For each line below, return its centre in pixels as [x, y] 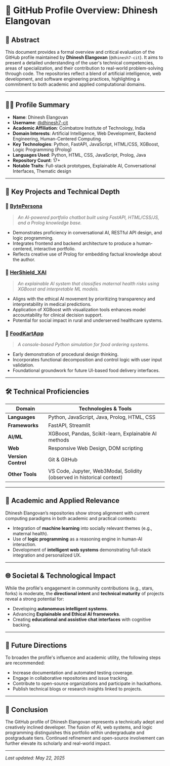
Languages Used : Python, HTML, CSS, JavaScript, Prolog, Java [79, 155]
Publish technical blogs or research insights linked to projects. [77, 689]
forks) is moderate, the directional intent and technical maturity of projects [85, 593]
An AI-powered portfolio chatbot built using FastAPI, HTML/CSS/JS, [88, 217]
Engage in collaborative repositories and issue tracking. [70, 678]
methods [58, 440]
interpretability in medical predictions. [52, 304]
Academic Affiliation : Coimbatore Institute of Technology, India [79, 128]
